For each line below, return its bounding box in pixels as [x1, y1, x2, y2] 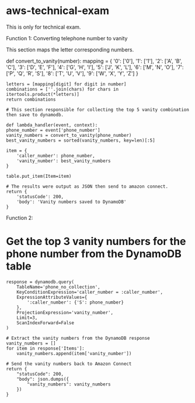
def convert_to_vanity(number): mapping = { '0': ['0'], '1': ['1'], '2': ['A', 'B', [6, 57, 183, 64]
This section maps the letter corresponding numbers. [6, 46, 134, 53]
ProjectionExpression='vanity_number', [16, 309, 114, 315]
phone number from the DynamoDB [6, 247, 182, 261]
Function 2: [6, 214, 33, 221]
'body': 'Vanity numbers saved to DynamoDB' [16, 199, 127, 205]
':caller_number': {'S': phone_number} [27, 299, 124, 305]
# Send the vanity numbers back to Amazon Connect [6, 361, 132, 367]
